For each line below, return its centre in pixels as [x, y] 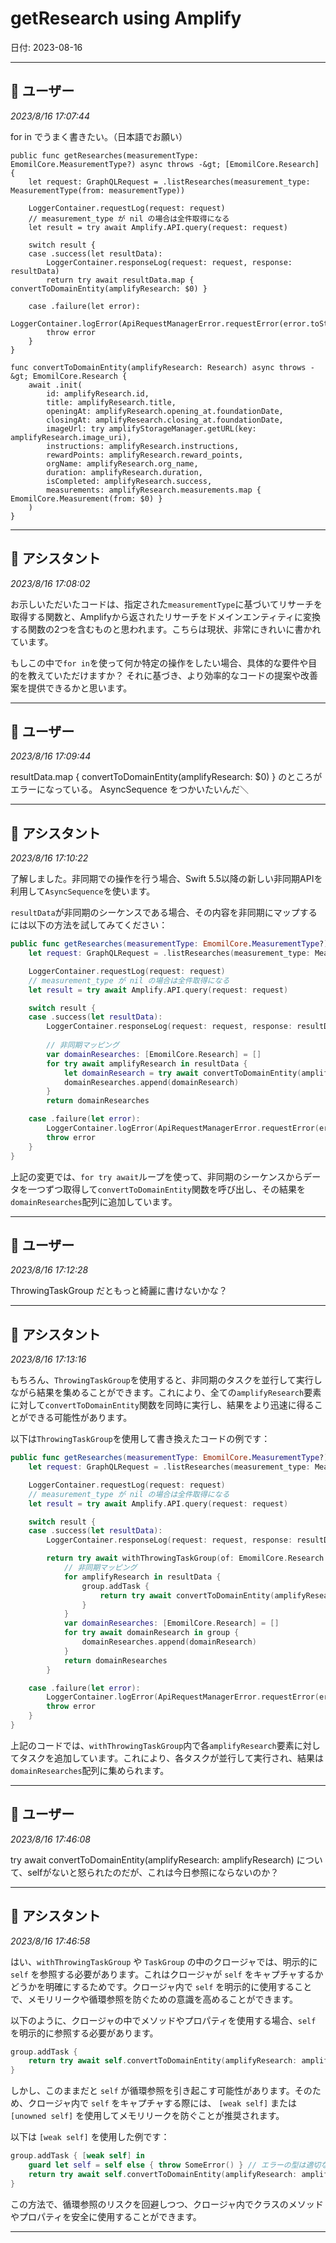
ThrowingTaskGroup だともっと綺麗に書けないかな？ [119, 1291]
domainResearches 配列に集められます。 [90, 1770]
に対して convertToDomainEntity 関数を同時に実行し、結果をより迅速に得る [162, 1405]
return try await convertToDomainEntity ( [187, 1595]
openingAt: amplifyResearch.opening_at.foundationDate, [165, 411]
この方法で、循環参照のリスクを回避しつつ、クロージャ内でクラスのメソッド [167, 2204]
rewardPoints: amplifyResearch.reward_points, [145, 455]
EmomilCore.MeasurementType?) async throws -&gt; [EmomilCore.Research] [165, 164]
